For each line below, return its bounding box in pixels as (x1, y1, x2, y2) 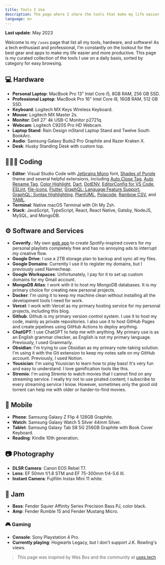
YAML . (12, 197, 26, 203)
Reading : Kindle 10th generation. (12, 435, 79, 441)
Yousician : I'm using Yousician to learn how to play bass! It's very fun (12, 360, 154, 366)
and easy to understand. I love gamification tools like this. (12, 365, 129, 371)
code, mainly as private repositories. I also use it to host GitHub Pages (12, 318, 155, 324)
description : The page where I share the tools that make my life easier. (5, 12, 162, 17)
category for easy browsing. (5, 60, 63, 67)
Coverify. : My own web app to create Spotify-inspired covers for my (12, 240, 152, 246)
